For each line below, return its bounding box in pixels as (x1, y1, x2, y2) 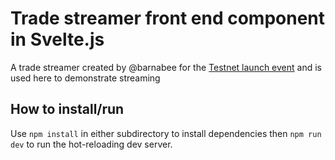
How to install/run (10, 101, 125, 118)
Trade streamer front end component (10, 7, 326, 30)
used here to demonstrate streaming (10, 72, 161, 84)
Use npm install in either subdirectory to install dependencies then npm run (10, 127, 322, 139)
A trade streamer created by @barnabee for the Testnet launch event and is (10, 61, 322, 73)
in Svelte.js (10, 28, 105, 51)
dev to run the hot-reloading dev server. (10, 138, 173, 150)
